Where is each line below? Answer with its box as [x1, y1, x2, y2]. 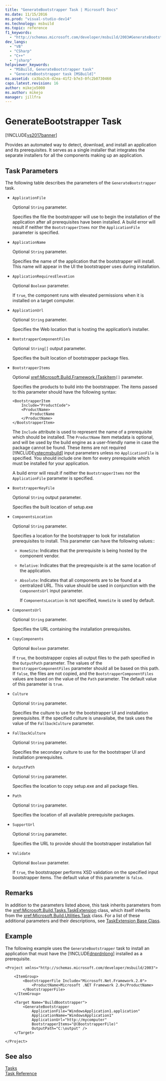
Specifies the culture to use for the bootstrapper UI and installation [12, 710, 148, 716]
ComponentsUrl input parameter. [19, 588, 83, 593]
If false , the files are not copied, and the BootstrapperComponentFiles [12, 671, 154, 676]
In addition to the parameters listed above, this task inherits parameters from [5, 902, 161, 908]
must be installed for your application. [12, 460, 90, 466]
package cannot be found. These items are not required [12, 445, 126, 450]
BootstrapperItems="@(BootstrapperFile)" [31, 1022, 119, 1027]
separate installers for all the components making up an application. [5, 152, 143, 158]
